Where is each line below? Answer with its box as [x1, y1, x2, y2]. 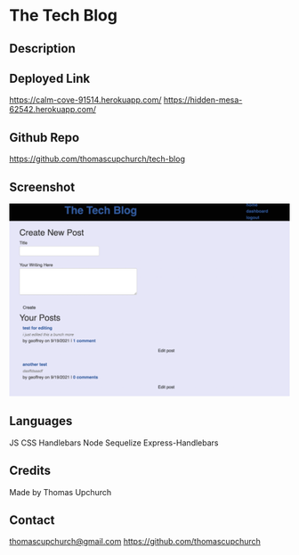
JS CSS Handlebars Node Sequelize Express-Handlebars [9, 437, 219, 448]
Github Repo [9, 130, 80, 145]
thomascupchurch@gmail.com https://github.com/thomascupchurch [9, 536, 261, 547]
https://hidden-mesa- [163, 94, 243, 105]
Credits [9, 463, 52, 478]
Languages [9, 413, 73, 428]
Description [9, 41, 76, 56]
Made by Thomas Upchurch [9, 486, 112, 497]
